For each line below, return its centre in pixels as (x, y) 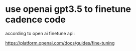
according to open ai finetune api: (40, 33)
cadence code (36, 20)
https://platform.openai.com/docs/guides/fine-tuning (60, 43)
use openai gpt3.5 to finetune (68, 9)
